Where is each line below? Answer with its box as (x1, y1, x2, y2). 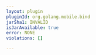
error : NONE (6, 30, 35, 36)
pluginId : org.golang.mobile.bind (6, 14, 91, 20)
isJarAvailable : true (6, 24, 59, 31)
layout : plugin (6, 8, 43, 14)
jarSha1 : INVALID (6, 19, 49, 25)
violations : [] (6, 35, 43, 41)
